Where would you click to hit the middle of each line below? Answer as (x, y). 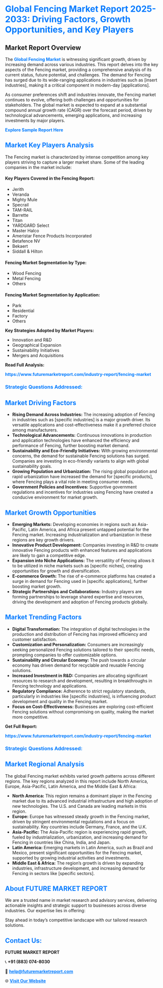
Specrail (20, 205)
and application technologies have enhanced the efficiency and (76, 440)
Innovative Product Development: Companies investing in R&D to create (85, 545)
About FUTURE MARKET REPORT (56, 888)
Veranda (20, 195)
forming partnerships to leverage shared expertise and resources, (78, 597)
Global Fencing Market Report (67, 9)
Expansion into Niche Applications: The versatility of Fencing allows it (83, 560)
